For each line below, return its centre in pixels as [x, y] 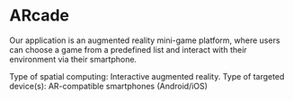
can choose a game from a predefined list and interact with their [128, 49]
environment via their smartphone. [73, 59]
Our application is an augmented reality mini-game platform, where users [145, 40]
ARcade [40, 16]
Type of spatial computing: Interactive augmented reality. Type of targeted [147, 76]
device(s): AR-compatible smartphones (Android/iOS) [109, 86]
